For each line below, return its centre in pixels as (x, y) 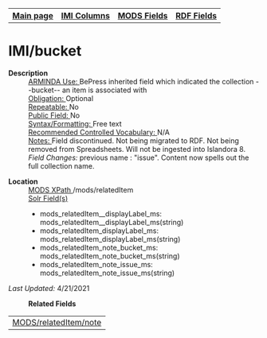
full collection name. (61, 165)
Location (23, 181)
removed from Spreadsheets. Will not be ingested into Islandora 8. (137, 149)
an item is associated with (104, 90)
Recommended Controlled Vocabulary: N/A (99, 132)
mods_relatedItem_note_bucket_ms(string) (110, 256)
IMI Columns (85, 16)
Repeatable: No (54, 107)
